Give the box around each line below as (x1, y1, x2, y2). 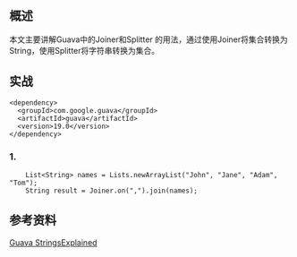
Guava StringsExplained (9, 236, 98, 248)
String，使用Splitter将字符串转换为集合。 (9, 45, 160, 56)
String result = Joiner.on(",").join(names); (25, 186, 199, 195)
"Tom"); (9, 178, 38, 187)
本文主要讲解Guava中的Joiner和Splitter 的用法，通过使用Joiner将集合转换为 (9, 34, 288, 45)
